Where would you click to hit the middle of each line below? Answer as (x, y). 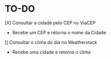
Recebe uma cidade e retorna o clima (51, 52)
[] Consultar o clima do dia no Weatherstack (51, 42)
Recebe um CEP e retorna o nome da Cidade (59, 32)
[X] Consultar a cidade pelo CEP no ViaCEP (50, 23)
